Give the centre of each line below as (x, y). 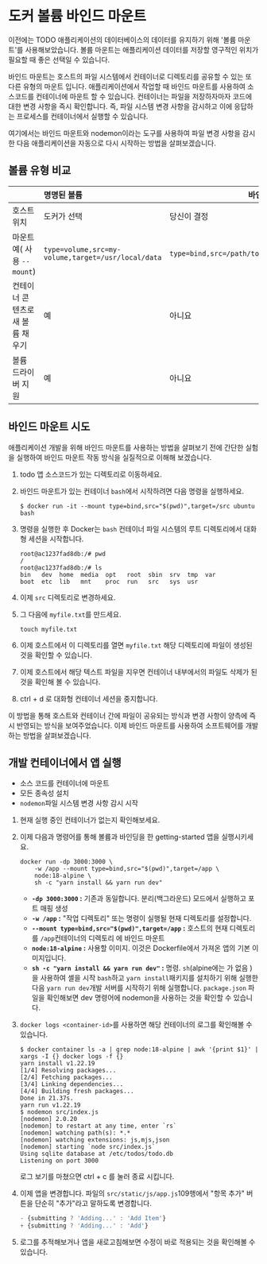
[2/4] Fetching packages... (66, 1077)
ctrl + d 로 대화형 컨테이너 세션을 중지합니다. (89, 698)
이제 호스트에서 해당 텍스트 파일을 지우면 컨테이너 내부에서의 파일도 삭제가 (134, 671)
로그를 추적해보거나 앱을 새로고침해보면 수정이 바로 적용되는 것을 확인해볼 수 (137, 1242)
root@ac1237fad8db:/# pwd (62, 554)
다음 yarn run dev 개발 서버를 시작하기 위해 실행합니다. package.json (139, 988)
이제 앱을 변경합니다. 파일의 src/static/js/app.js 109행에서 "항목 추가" (132, 1193)
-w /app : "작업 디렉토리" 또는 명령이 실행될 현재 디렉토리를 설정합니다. (141, 918)
